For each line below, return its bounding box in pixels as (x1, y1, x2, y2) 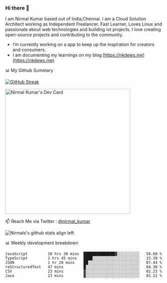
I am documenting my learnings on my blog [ (12, 52, 105, 58)
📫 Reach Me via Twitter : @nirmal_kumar (5, 218, 90, 224)
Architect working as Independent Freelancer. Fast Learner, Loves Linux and (5, 21, 162, 27)
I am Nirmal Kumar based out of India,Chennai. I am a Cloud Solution (5, 16, 146, 22)
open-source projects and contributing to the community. (5, 32, 123, 38)
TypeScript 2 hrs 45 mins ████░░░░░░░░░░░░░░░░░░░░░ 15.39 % (5, 256, 162, 261)
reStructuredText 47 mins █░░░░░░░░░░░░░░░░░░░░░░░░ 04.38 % (5, 264, 162, 269)
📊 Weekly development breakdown (5, 240, 78, 246)
